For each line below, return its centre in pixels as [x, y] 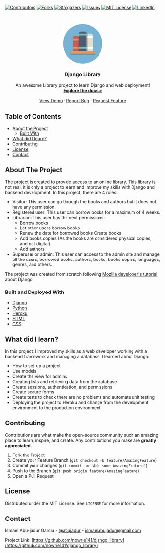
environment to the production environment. [57, 408]
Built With [29, 133]
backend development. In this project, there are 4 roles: [61, 192]
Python [19, 308]
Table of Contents [33, 116]
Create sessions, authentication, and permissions [62, 387]
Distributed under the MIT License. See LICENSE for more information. [75, 503]
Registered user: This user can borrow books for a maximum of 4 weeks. [86, 212]
